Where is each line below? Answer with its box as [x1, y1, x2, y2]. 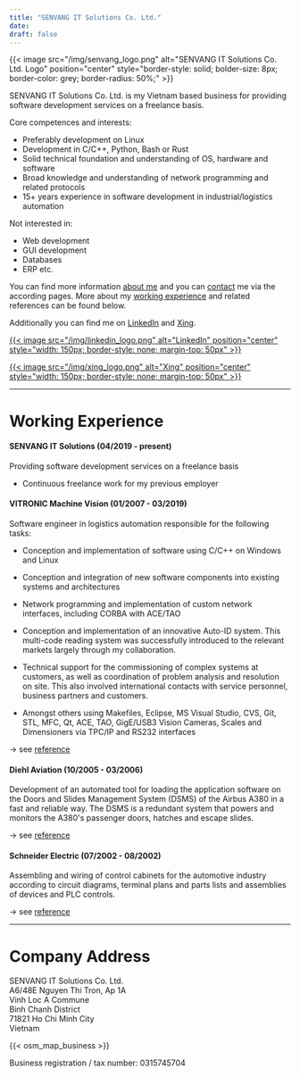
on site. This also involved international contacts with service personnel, [21, 680, 288, 691]
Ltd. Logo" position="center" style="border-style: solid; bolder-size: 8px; [9, 63, 279, 74]
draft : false [9, 29, 58, 38]
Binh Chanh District [9, 1004, 80, 1014]
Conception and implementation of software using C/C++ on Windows [21, 545, 281, 555]
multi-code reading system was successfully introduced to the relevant [21, 635, 285, 646]
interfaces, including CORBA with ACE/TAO [21, 608, 181, 619]
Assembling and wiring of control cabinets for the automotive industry [9, 870, 267, 881]
